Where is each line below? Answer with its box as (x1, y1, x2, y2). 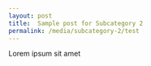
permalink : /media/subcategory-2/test (8, 27, 140, 35)
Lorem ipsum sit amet (8, 49, 81, 59)
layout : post (8, 11, 53, 20)
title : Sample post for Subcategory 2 (8, 19, 144, 27)
